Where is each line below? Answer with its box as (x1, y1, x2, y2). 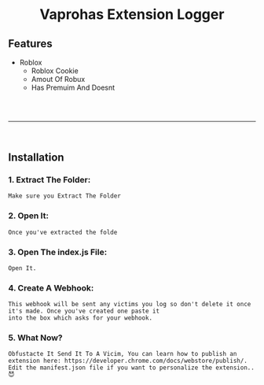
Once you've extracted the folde (8, 228, 118, 236)
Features (8, 37, 53, 50)
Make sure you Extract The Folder (8, 192, 122, 200)
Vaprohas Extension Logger (39, 6, 225, 24)
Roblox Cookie (31, 66, 79, 76)
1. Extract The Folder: (8, 174, 91, 185)
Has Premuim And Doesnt (31, 83, 115, 92)
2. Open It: (8, 210, 49, 221)
